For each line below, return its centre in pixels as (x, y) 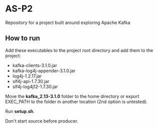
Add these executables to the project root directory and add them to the (79, 50)
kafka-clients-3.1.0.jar (35, 65)
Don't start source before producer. (42, 121)
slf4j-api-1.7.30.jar (31, 81)
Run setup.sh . (20, 111)
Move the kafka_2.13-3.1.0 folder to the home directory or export (72, 96)
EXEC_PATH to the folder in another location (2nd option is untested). (76, 101)
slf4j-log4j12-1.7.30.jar (35, 86)
